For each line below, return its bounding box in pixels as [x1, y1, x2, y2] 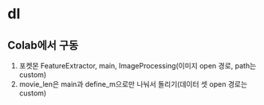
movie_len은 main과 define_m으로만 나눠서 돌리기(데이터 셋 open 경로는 [18, 80, 248, 88]
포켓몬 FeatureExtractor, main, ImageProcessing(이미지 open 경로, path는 [18, 61, 257, 70]
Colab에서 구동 [7, 38, 79, 52]
